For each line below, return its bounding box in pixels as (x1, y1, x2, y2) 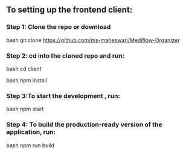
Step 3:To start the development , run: (6, 91, 121, 100)
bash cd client (6, 65, 42, 72)
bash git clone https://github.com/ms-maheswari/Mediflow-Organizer (6, 36, 180, 44)
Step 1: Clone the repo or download (6, 23, 111, 31)
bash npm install (6, 76, 47, 84)
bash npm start (6, 105, 44, 113)
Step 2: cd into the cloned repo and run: (6, 51, 125, 59)
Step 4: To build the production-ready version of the (6, 120, 162, 129)
